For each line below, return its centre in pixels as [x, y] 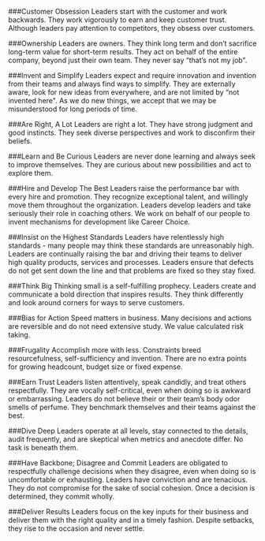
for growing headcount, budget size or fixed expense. [95, 367]
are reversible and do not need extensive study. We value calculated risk [126, 326]
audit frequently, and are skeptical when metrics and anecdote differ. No [126, 439]
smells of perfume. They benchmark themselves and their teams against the [132, 407]
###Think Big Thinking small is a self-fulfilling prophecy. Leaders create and [132, 286]
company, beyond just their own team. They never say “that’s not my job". [128, 60]
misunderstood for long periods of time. [73, 109]
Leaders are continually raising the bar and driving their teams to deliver [125, 254]
